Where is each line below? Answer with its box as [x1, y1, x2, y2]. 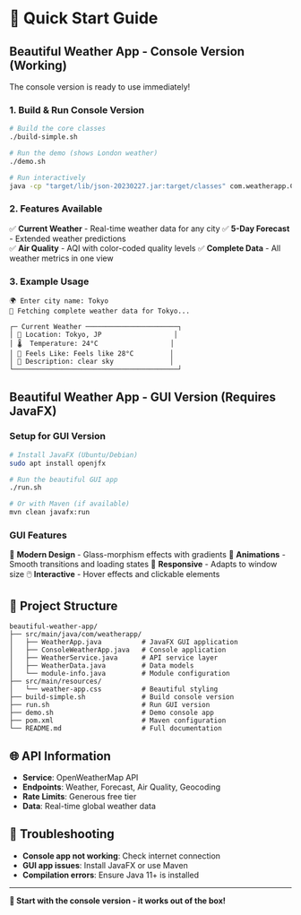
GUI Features [9, 529, 67, 541]
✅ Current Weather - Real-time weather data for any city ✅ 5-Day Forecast [9, 223, 290, 234]
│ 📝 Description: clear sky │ [9, 358, 175, 367]
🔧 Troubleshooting [9, 826, 115, 842]
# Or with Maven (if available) [9, 499, 130, 509]
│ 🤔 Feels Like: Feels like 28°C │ [9, 350, 175, 358]
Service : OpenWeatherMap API [21, 773, 139, 782]
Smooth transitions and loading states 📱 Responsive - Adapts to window [9, 559, 278, 570]
